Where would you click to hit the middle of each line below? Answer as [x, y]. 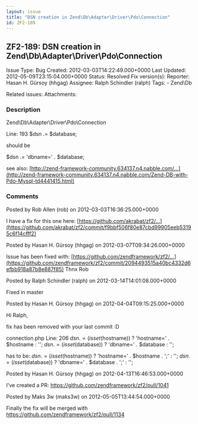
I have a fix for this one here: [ [43, 221]
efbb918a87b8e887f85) [35, 269]
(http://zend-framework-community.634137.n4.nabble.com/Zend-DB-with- [97, 175]
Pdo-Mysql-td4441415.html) [40, 181]
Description [23, 110]
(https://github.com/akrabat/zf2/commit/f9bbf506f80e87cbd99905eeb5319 [99, 227]
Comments [22, 196]
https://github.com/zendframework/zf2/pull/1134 [66, 414]
